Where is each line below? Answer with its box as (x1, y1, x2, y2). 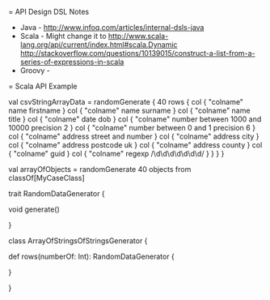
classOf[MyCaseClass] (8, 174, 85, 182)
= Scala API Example (8, 81, 78, 91)
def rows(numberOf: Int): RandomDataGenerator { (8, 251, 175, 261)
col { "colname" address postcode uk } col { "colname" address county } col (8, 140, 263, 149)
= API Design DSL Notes (8, 7, 90, 16)
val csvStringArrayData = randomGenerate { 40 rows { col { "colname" (8, 97, 244, 106)
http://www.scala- (108, 32, 169, 41)
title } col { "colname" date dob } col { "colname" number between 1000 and (8, 114, 262, 124)
